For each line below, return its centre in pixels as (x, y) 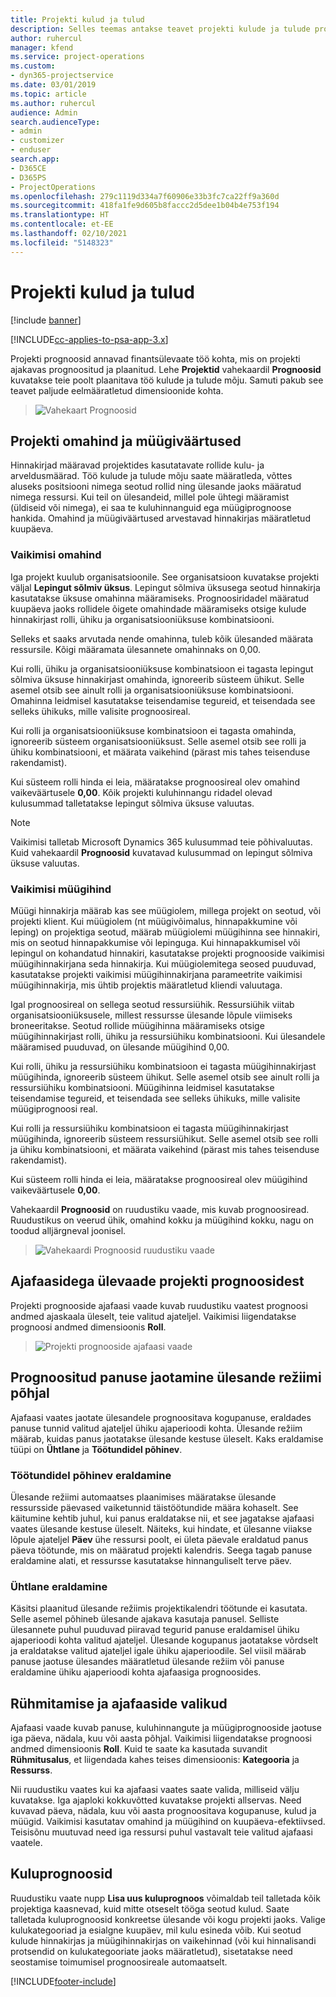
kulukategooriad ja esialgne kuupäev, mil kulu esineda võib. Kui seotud (156, 1930)
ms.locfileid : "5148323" (62, 242)
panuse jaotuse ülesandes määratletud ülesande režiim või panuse (147, 1662)
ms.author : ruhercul (53, 103)
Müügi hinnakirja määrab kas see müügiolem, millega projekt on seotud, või (166, 910)
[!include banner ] (46, 320)
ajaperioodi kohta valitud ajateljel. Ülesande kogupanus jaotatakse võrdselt (164, 1640)
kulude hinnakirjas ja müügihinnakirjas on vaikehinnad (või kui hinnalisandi (163, 1940)
